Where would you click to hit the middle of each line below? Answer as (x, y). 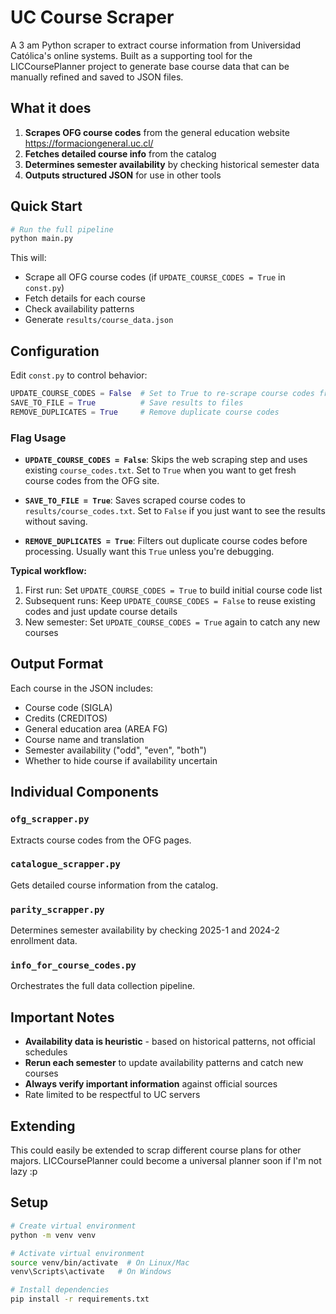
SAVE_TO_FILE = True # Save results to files (127, 403)
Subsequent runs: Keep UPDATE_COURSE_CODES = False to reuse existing (170, 601)
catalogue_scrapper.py (65, 864)
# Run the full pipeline (62, 229)
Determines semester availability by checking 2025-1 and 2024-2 (145, 930)
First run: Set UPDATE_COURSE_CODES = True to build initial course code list (173, 590)
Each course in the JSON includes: (82, 688)
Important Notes (62, 1017)
